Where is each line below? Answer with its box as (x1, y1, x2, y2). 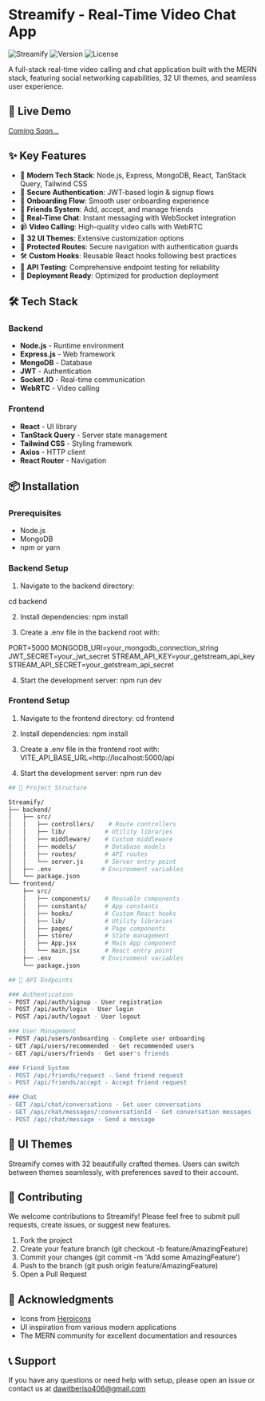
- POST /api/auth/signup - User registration (8, 997, 162, 1006)
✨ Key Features (8, 149, 86, 163)
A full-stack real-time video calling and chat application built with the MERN (8, 64, 257, 74)
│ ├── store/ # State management (22, 932, 170, 940)
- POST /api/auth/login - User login (8, 1005, 134, 1013)
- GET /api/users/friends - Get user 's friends (8, 1049, 170, 1057)
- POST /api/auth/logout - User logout (8, 1013, 141, 1021)
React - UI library (19, 421, 77, 431)
